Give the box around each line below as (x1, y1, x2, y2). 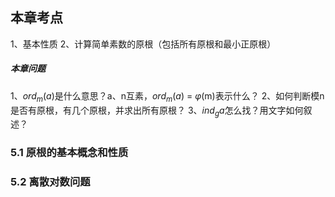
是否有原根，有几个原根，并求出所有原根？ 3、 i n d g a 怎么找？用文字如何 (10, 104, 304, 118)
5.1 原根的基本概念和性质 (10, 146, 129, 160)
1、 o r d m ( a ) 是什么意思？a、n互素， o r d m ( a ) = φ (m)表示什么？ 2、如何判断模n (10, 89, 325, 104)
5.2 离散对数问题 (10, 175, 91, 189)
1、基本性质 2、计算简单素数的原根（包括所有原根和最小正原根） (10, 38, 277, 50)
